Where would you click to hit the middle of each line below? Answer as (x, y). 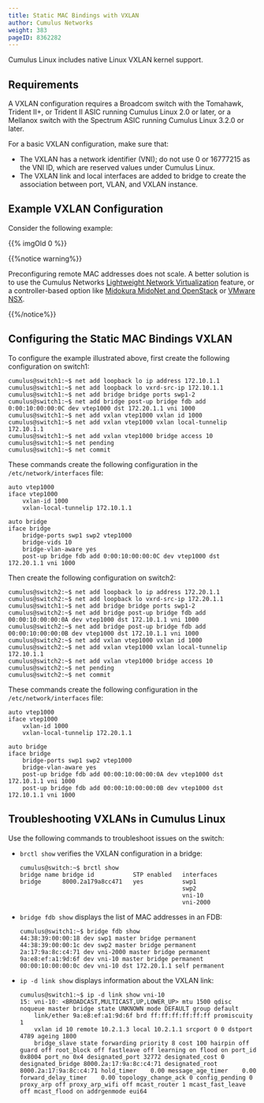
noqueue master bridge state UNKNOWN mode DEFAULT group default (129, 1008)
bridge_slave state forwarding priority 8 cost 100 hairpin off (142, 1043)
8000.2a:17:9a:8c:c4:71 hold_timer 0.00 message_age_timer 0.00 (138, 1071)
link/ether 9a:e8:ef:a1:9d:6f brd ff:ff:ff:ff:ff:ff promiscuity (144, 1016)
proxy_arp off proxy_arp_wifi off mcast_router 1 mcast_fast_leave (132, 1084)
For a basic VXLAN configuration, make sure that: (89, 144)
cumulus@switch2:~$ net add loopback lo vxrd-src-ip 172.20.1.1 (116, 599)
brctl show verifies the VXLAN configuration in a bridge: (111, 853)
